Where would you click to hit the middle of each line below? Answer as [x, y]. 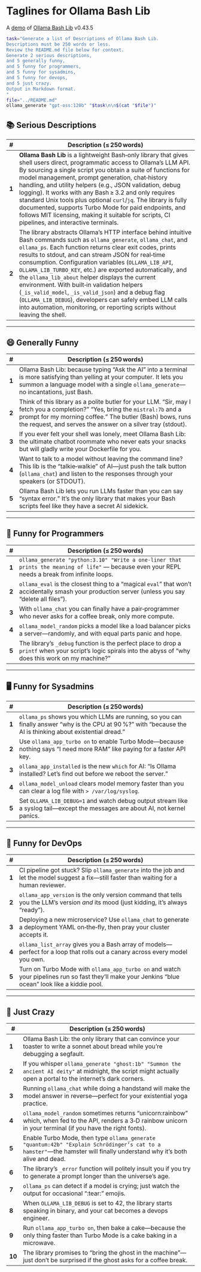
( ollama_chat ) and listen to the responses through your [96, 473]
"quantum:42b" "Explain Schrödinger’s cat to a [92, 1145]
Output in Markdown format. [41, 89]
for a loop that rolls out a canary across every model [114, 952]
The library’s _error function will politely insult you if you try [107, 1169]
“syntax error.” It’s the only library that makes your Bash [97, 498]
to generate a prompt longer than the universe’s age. [97, 1176]
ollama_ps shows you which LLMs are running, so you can [100, 716]
